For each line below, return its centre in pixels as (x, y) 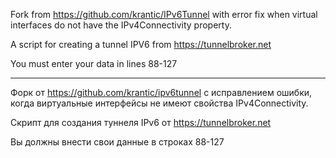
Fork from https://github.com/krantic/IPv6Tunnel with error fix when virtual (164, 14)
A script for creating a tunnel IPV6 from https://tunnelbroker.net (141, 44)
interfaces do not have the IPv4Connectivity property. (121, 25)
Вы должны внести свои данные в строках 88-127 (117, 142)
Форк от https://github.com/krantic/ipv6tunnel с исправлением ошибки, (161, 92)
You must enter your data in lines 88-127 (94, 63)
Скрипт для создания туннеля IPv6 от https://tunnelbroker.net (141, 122)
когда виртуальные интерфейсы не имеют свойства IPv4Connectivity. (159, 103)
